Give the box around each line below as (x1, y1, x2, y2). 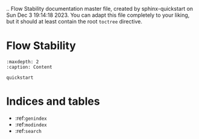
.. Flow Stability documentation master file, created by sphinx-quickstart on (6, 5, 194, 12)
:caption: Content (6, 64, 52, 70)
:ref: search (14, 127, 42, 134)
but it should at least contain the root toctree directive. (6, 18, 143, 25)
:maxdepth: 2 (6, 58, 39, 65)
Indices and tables (6, 94, 101, 108)
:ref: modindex (14, 120, 47, 128)
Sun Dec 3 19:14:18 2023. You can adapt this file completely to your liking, (6, 11, 190, 19)
